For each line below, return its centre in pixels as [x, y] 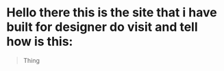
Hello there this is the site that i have [112, 13]
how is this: [40, 42]
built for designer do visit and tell [102, 27]
